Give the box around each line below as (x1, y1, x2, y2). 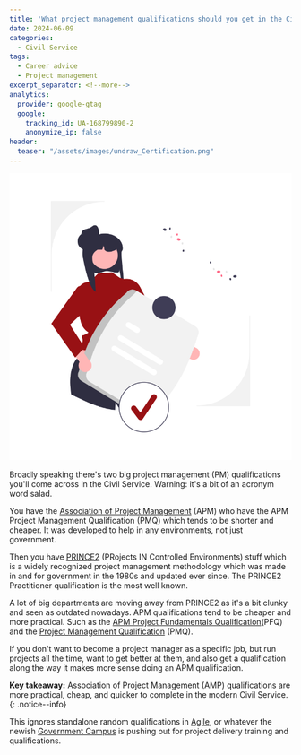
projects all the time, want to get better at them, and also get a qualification (9, 653, 287, 664)
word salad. (9, 488, 53, 499)
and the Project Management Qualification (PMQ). (9, 626, 193, 637)
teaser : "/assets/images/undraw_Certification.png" (17, 147, 215, 156)
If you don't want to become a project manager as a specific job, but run (9, 643, 277, 654)
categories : (9, 33, 54, 42)
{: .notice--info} (9, 699, 67, 709)
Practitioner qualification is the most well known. (9, 579, 188, 591)
